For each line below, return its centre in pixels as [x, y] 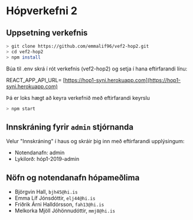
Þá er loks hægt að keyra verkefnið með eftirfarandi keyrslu [78, 98]
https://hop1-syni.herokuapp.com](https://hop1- [123, 80]
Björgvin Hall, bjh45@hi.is [46, 192]
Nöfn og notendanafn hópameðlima [73, 178]
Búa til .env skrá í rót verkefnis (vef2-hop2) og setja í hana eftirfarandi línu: [97, 69]
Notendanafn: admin [40, 153]
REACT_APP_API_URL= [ [36, 80]
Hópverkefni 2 [42, 11]
